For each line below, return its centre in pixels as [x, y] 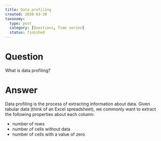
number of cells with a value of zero [48, 134]
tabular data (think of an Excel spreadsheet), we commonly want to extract [80, 109]
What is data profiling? [28, 70]
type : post [21, 23]
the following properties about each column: [50, 114]
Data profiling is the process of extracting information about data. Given [78, 104]
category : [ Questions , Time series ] [47, 28]
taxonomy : [15, 19]
